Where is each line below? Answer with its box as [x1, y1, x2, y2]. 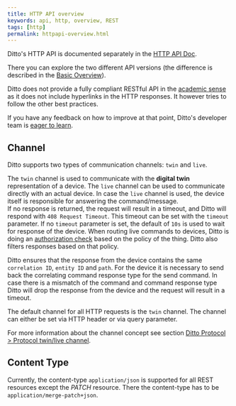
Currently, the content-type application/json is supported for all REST [7, 375, 214, 384]
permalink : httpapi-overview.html [7, 30, 110, 38]
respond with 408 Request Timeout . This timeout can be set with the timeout [7, 212, 229, 221]
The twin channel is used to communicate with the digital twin [7, 175, 190, 183]
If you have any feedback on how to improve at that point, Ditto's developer [7, 114, 227, 122]
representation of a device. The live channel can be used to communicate [7, 182, 225, 190]
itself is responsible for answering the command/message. [7, 197, 179, 206]
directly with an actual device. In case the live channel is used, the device [7, 190, 225, 198]
